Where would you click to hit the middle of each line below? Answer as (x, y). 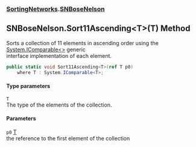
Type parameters (28, 86)
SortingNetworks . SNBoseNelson (55, 9)
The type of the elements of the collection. (59, 105)
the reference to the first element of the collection (68, 138)
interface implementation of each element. (59, 55)
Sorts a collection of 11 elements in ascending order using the (82, 43)
